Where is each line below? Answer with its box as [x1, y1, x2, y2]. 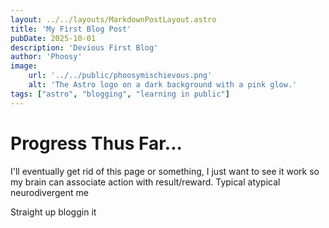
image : [10, 61, 38, 71]
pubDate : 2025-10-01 [10, 33, 97, 43]
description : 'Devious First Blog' [10, 42, 159, 53]
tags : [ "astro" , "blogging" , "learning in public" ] [10, 89, 230, 99]
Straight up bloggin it [10, 206, 97, 218]
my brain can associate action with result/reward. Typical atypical [10, 176, 281, 188]
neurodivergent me [10, 186, 89, 198]
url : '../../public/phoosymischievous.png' [28, 71, 213, 81]
